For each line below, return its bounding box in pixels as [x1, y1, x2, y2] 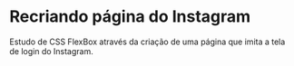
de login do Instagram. [9, 45, 93, 56]
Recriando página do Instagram [9, 6, 251, 27]
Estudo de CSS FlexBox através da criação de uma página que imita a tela [9, 36, 286, 47]
